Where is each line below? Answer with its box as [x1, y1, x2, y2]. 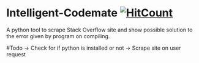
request [6, 50, 26, 58]
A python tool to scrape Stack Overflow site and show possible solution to [6, 26, 193, 33]
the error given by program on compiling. [6, 32, 110, 39]
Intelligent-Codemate [6, 6, 118, 20]
